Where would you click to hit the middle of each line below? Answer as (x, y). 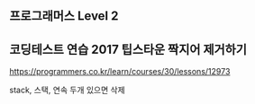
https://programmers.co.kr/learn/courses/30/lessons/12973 (120, 72)
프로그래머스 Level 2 (64, 16)
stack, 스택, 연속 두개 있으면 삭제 (68, 90)
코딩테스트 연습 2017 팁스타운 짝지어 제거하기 (128, 49)
